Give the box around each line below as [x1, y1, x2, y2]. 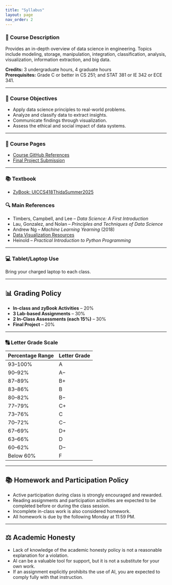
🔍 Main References [5, 202, 55, 209]
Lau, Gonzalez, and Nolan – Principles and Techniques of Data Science [12, 221, 163, 227]
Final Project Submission [12, 157, 65, 164]
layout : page [5, 12, 33, 17]
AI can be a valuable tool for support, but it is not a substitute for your [12, 557, 160, 564]
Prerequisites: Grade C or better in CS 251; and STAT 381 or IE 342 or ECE [5, 72, 163, 78]
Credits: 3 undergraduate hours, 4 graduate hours [5, 66, 112, 72]
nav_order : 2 [5, 17, 33, 22]
